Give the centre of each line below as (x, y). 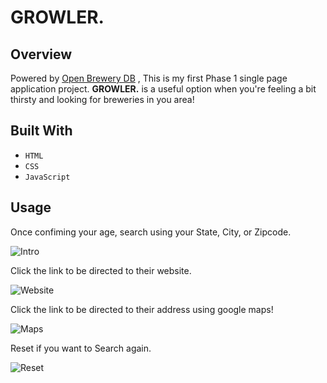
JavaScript (47, 177)
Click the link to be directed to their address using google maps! (142, 309)
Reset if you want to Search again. (81, 348)
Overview (41, 54)
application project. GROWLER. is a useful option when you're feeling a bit (163, 89)
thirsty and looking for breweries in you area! (102, 99)
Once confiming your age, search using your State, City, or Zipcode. (151, 232)
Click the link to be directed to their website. (101, 270)
